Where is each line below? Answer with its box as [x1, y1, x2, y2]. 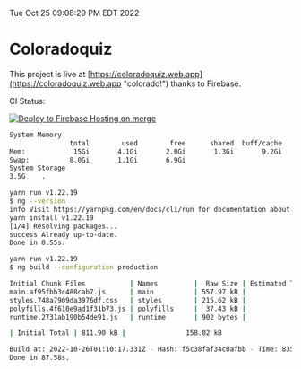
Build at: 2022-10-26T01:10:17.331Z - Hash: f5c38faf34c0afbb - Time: [9, 345, 279, 354]
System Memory [9, 130, 63, 139]
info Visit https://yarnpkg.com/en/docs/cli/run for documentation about [9, 205, 291, 214]
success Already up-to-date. [9, 230, 118, 239]
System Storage [9, 163, 66, 173]
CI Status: [9, 95, 46, 106]
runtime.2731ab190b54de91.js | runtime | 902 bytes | [9, 312, 246, 321]
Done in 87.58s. [9, 354, 70, 363]
